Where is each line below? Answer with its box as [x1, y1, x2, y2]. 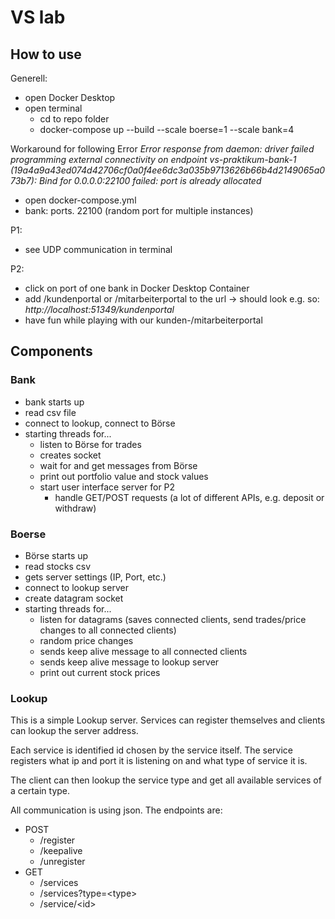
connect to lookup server [24, 581, 129, 593]
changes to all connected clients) [39, 624, 177, 636]
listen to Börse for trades [39, 438, 142, 450]
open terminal [24, 102, 83, 114]
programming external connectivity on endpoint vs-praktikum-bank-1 [10, 154, 297, 165]
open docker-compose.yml [24, 194, 137, 206]
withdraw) [54, 502, 97, 514]
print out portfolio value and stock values [39, 470, 209, 482]
